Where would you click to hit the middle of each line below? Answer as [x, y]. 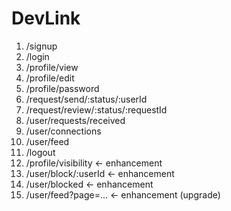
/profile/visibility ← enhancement [94, 163]
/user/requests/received [75, 120]
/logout [40, 152]
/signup [41, 46]
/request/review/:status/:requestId [96, 109]
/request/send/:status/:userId [86, 99]
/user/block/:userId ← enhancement [100, 173]
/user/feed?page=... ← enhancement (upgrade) [123, 194]
